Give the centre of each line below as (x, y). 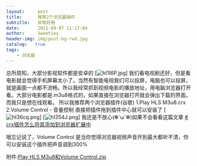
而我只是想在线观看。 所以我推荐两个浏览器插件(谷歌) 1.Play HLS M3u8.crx (96, 102)
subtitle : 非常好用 (31, 22)
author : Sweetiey (33, 34)
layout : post (27, 11)
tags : (13, 50)
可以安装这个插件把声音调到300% (47, 144)
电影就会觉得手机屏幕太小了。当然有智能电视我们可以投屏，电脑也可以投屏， (98, 80)
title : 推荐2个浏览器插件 (41, 17)
